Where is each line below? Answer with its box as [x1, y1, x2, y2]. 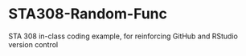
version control [8, 39, 59, 49]
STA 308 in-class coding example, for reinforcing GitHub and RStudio [8, 31, 239, 41]
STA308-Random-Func [8, 5, 167, 23]
